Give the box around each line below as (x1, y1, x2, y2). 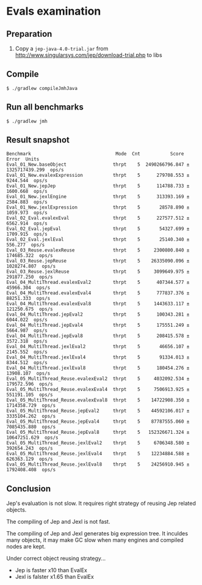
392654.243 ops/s (6, 445, 53, 452)
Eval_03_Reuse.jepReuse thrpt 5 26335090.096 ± (6, 258, 190, 264)
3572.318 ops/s (6, 338, 48, 345)
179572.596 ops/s (6, 381, 53, 387)
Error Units (6, 156, 40, 163)
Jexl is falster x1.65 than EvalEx (15, 573, 95, 581)
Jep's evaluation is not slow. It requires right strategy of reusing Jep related (6, 500, 197, 507)
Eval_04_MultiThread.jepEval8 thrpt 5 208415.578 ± (6, 333, 190, 339)
